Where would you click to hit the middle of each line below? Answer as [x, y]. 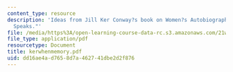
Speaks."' [27, 26]
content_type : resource [42, 13]
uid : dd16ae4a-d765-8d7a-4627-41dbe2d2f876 [71, 58]
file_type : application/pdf [48, 39]
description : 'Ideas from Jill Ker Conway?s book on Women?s [97, 20]
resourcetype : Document [42, 45]
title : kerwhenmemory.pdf [44, 52]
